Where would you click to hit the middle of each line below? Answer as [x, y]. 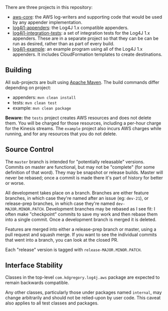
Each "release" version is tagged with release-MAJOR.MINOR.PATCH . [73, 249]
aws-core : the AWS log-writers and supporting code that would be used [87, 17]
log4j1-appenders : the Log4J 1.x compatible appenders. [70, 28]
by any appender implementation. [47, 22]
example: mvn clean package [42, 108]
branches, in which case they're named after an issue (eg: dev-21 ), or [77, 198]
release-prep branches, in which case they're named [60, 203]
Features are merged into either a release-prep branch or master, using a [81, 229]
